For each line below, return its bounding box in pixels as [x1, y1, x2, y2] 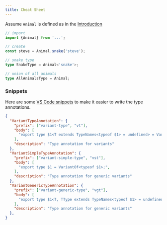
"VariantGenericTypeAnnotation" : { [9, 183, 83, 188]
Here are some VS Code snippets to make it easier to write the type [5, 99, 143, 105]
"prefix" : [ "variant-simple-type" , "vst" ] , [14, 155, 106, 160]
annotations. [5, 104, 31, 110]
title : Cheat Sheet [5, 7, 46, 12]
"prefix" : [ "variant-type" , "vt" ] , [14, 123, 88, 128]
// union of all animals [5, 71, 57, 76]
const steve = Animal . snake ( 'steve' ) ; [5, 49, 85, 54]
